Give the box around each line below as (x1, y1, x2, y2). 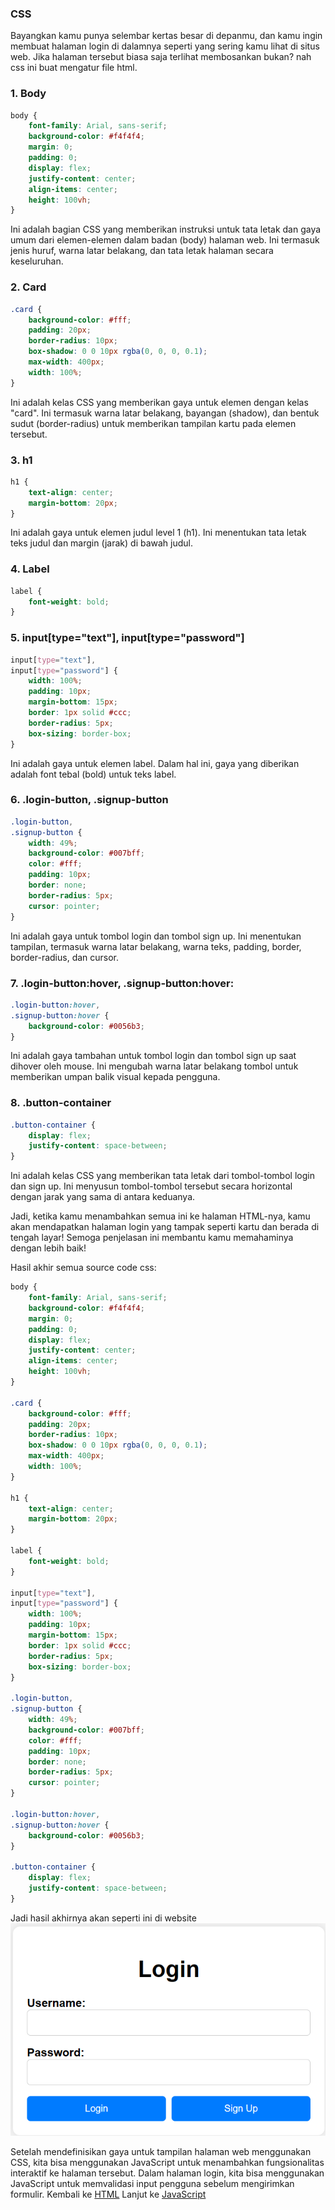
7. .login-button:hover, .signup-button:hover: (10, 976, 235, 990)
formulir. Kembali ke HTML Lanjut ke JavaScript (10, 2188, 207, 2200)
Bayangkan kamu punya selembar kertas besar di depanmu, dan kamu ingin (10, 30, 323, 42)
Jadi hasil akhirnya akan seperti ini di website (10, 1912, 197, 1924)
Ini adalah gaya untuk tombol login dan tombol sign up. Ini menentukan (10, 930, 302, 942)
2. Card (10, 280, 47, 294)
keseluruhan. (10, 255, 64, 267)
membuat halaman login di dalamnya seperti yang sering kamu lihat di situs (10, 40, 320, 52)
